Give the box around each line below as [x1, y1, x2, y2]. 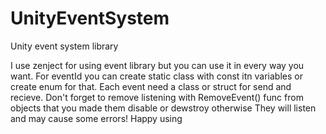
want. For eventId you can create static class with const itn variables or [10, 70, 303, 82]
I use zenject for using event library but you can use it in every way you [10, 59, 305, 71]
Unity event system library [10, 40, 119, 52]
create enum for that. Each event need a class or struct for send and [10, 80, 292, 92]
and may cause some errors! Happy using [10, 112, 183, 124]
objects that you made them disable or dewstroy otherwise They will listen [10, 102, 317, 114]
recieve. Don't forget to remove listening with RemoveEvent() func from [10, 91, 304, 103]
